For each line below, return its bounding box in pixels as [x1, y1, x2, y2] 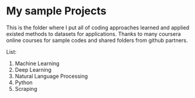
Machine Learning [14, 60, 60, 67]
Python [14, 79, 33, 86]
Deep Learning [14, 66, 52, 73]
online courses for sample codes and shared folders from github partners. [6, 36, 188, 44]
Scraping [14, 85, 38, 92]
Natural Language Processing [14, 72, 88, 79]
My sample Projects [6, 4, 107, 18]
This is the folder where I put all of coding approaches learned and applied [6, 24, 190, 31]
